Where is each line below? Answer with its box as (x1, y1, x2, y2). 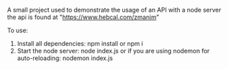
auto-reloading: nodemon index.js (16, 54, 113, 62)
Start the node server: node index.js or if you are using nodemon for (16, 47, 210, 55)
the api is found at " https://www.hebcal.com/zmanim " (7, 13, 159, 21)
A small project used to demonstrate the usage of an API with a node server (7, 6, 222, 14)
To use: (7, 27, 29, 34)
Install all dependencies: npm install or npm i (16, 40, 144, 47)
